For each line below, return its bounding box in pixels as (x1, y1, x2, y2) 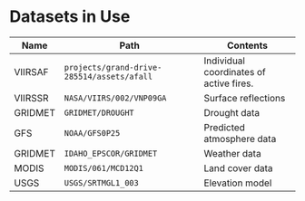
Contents (226, 39, 269, 52)
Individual (203, 54, 245, 67)
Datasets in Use (9, 6, 131, 27)
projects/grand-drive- (64, 62, 162, 72)
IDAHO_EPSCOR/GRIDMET (64, 148, 158, 158)
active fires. (203, 77, 254, 90)
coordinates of (203, 65, 266, 78)
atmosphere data (203, 132, 277, 145)
